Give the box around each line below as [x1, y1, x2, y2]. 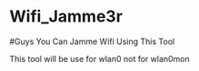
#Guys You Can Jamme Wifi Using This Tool [9, 36, 175, 47]
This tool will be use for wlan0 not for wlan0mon [9, 53, 191, 64]
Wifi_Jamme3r [9, 6, 123, 27]
